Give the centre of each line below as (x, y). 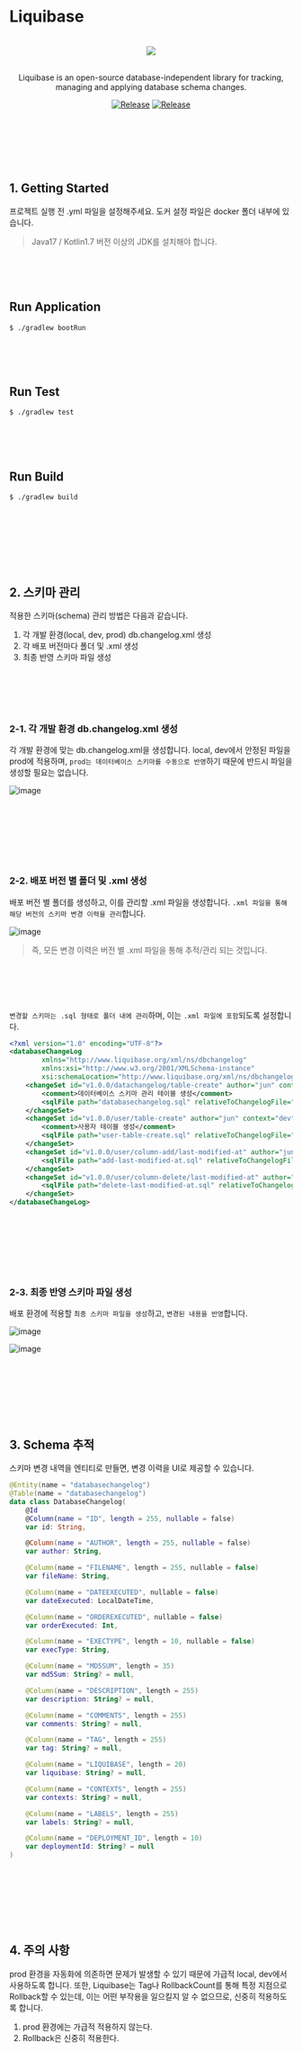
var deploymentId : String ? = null (90, 1847)
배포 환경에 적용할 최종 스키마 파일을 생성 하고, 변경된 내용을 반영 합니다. (129, 1313)
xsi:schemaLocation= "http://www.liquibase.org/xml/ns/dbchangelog (169, 1077)
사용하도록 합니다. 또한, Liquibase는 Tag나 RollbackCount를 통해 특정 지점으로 (148, 1985)
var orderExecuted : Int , (72, 1626)
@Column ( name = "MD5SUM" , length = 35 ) (100, 1666)
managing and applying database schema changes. (151, 86)
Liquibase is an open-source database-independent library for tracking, (151, 77)
